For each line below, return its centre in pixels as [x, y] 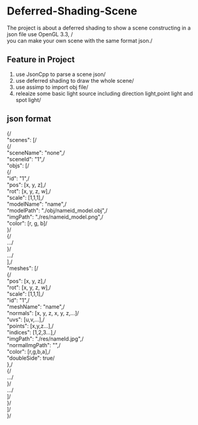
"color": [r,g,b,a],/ [29, 351]
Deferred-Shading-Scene [72, 11]
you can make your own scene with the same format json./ [80, 40]
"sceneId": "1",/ [26, 159]
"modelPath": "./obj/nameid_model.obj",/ [57, 210]
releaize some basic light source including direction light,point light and [104, 93]
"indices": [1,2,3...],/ [31, 332]
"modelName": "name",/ [37, 204]
